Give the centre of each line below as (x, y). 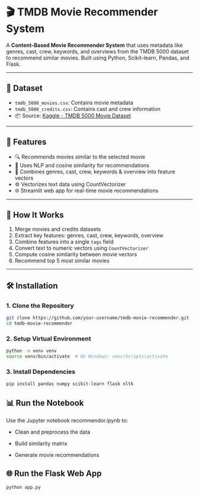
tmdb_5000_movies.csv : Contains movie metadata (74, 103)
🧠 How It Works (35, 215)
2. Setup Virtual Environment (49, 338)
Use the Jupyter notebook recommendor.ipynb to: (67, 420)
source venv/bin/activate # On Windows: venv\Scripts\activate (87, 356)
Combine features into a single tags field (64, 242)
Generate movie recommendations (57, 454)
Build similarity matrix (41, 443)
